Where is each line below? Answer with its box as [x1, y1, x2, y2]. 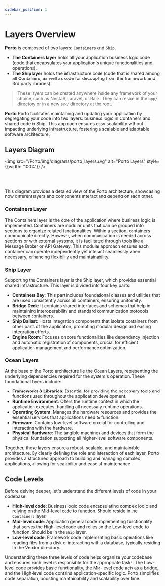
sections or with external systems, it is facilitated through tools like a [5, 238, 144, 244]
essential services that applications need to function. [12, 414, 120, 420]
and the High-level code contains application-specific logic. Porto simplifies [5, 570, 159, 576]
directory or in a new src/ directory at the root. [17, 101, 112, 107]
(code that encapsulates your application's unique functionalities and [12, 60, 153, 66]
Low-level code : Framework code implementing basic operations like [12, 534, 153, 541]
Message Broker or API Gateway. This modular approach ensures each [5, 243, 149, 249]
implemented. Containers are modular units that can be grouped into [5, 222, 144, 228]
